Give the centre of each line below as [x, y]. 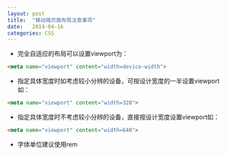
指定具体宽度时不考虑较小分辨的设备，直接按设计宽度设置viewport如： [118, 117]
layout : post [26, 14]
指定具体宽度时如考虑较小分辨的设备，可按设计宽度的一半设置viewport [118, 81]
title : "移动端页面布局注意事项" [52, 20]
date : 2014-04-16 [36, 26]
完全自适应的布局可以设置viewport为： [73, 54]
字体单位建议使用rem [47, 144]
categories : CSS [31, 33]
